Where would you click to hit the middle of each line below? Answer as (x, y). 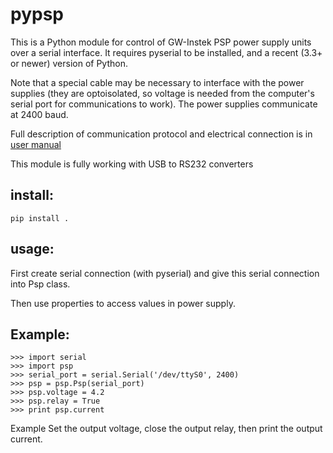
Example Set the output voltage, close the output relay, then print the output (166, 429)
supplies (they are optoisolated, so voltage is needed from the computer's (162, 93)
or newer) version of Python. (69, 63)
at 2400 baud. (39, 114)
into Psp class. (40, 284)
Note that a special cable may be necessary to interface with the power (157, 82)
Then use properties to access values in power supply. (123, 303)
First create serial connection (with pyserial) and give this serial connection (165, 273)
